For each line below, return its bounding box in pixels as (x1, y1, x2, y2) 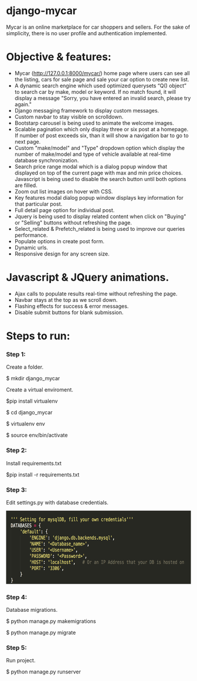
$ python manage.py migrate (6, 629, 76, 636)
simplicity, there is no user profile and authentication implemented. (6, 29, 167, 36)
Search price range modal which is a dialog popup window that (14, 163, 168, 170)
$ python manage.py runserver (6, 668, 81, 675)
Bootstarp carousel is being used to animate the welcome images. (14, 119, 174, 127)
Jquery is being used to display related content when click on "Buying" (14, 213, 186, 220)
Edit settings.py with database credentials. (6, 499, 108, 506)
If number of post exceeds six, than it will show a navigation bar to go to (14, 132, 189, 139)
